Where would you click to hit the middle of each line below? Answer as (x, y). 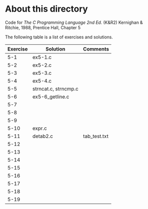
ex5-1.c (42, 57)
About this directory (47, 9)
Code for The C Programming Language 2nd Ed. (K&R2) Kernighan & (74, 22)
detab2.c (43, 136)
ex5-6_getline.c (51, 97)
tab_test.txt (96, 136)
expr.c (40, 128)
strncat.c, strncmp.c (55, 88)
